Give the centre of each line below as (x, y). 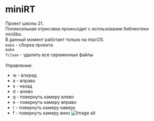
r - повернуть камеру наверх (44, 107)
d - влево (23, 91)
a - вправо (24, 80)
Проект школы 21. (24, 23)
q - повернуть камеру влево (43, 97)
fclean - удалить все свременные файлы (49, 55)
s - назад (22, 86)
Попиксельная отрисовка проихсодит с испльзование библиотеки (77, 28)
